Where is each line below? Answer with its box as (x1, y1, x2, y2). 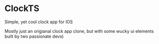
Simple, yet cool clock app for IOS (4, 19, 73, 25)
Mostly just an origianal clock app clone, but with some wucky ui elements (4, 28, 154, 34)
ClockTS (4, 3, 40, 14)
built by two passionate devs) (4, 33, 64, 39)
